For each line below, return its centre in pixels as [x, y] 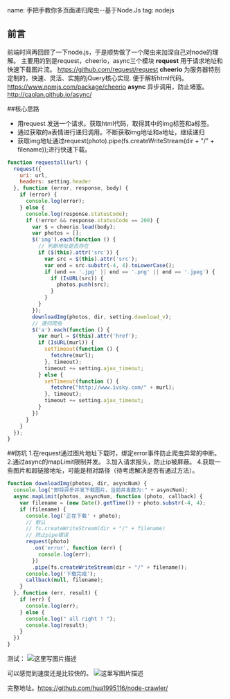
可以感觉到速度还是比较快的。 [50, 673]
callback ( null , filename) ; [64, 580]
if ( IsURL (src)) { [77, 278]
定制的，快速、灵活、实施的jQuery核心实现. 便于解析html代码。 [98, 78]
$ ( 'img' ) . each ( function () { [74, 240]
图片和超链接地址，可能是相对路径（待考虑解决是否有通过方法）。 [106, 471]
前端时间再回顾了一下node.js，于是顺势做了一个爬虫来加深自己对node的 [110, 52]
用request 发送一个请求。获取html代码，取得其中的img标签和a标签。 [115, 123]
